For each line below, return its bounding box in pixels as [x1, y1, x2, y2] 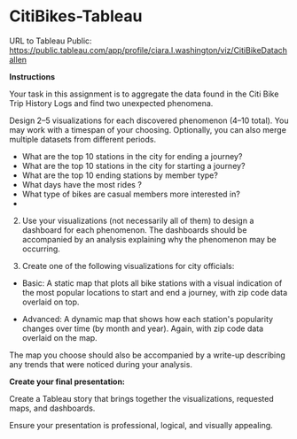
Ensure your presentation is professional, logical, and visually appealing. [9, 420, 273, 430]
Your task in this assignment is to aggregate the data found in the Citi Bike [9, 89, 279, 99]
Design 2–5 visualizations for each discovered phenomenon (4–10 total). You [9, 115, 289, 126]
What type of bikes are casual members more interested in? [21, 189, 241, 199]
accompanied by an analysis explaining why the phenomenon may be [21, 234, 277, 244]
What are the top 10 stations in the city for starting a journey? [21, 160, 246, 171]
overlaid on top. [21, 297, 80, 307]
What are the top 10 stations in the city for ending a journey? [21, 150, 243, 161]
